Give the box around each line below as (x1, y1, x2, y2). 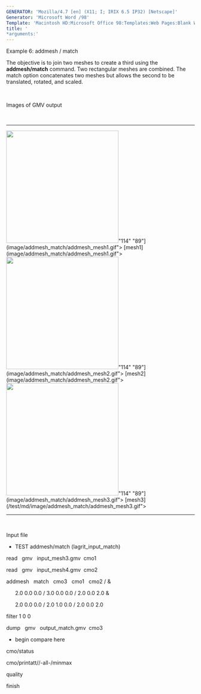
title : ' (6, 25, 28, 32)
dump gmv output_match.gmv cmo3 (6, 624, 103, 632)
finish (6, 683, 20, 690)
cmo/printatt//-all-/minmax (6, 659, 72, 666)
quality (6, 671, 23, 678)
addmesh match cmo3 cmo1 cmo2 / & (6, 578, 111, 585)
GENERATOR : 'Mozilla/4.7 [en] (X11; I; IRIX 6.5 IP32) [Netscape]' (6, 8, 178, 15)
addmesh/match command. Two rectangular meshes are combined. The (6, 65, 186, 73)
